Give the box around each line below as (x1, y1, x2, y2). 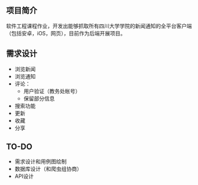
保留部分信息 (23, 95, 55, 102)
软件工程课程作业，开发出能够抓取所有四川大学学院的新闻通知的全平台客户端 (6, 22, 192, 29)
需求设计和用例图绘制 (14, 158, 67, 165)
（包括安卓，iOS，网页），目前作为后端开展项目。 (6, 29, 126, 37)
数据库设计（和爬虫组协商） (14, 166, 82, 173)
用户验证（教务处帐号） (23, 87, 81, 94)
